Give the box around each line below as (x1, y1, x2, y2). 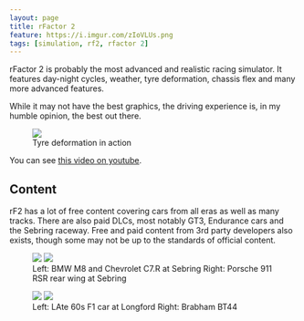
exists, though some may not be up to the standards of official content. (9, 234, 277, 246)
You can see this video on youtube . (9, 155, 142, 166)
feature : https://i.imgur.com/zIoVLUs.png (9, 30, 173, 39)
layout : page (9, 13, 59, 23)
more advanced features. (9, 83, 105, 94)
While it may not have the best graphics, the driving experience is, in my (9, 101, 281, 112)
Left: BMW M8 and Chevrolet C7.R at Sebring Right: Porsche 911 (32, 264, 272, 274)
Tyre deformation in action (32, 138, 132, 149)
